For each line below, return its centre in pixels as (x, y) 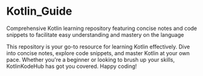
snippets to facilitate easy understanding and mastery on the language (95, 34)
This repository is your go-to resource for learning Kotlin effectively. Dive (98, 47)
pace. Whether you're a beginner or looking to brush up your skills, (91, 59)
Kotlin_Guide (39, 11)
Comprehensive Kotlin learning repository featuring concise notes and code (102, 28)
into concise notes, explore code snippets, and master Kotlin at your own (98, 53)
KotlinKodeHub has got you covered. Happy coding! (72, 66)
